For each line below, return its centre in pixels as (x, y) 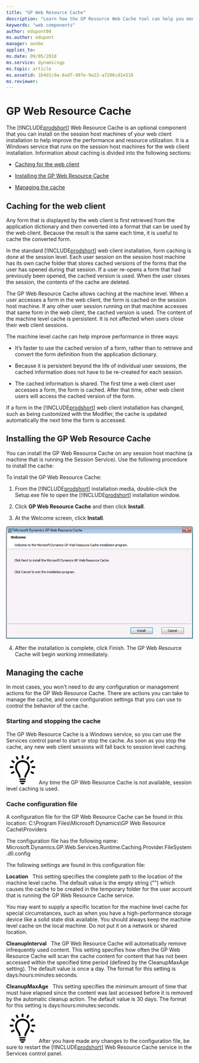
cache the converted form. (39, 239)
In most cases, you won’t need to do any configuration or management (92, 687)
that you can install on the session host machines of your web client (89, 134)
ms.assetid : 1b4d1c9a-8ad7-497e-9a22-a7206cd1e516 (70, 75)
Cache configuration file (42, 804)
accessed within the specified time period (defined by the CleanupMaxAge (97, 962)
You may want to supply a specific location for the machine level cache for (97, 907)
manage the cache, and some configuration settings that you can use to (94, 700)
